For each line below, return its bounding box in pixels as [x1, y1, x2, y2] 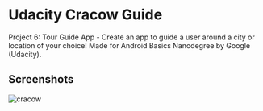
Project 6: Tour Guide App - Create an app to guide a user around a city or [8, 32, 256, 42]
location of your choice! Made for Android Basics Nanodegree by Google [8, 40, 251, 50]
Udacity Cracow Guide [8, 6, 163, 24]
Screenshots [8, 72, 74, 86]
